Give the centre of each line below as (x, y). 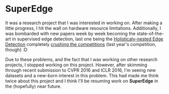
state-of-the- (150, 33)
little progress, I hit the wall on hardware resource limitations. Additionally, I (83, 28)
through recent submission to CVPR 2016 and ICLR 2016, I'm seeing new (80, 70)
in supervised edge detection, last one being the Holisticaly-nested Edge (88, 39)
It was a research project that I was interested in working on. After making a (84, 23)
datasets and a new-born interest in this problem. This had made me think (82, 75)
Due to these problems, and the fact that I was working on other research (81, 59)
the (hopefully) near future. (33, 86)
